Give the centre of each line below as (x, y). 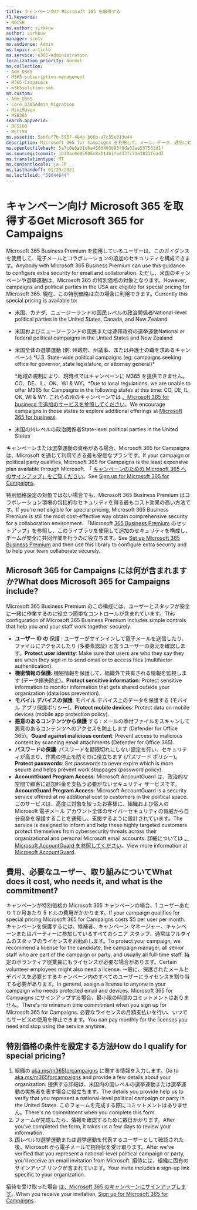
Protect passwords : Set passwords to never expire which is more (94, 763)
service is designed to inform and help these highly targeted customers (101, 825)
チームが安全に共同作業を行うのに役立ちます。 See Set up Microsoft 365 (93, 537)
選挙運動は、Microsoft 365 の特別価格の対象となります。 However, (106, 280)
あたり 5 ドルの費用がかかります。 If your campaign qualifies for (103, 913)
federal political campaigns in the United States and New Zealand (94, 338)
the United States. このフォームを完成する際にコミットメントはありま (98, 1105)
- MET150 (17, 132)
